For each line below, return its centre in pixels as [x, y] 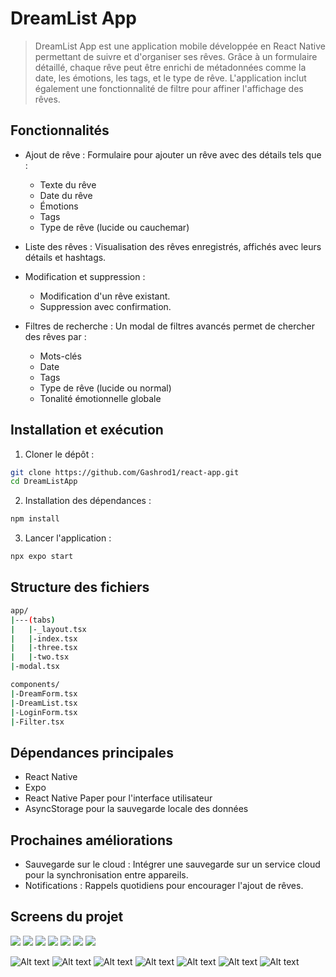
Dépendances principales [92, 752]
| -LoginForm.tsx [44, 712]
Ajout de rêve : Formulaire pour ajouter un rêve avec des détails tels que [173, 154]
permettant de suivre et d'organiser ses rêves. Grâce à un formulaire [176, 56]
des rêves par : [55, 336]
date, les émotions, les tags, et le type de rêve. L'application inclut [170, 78]
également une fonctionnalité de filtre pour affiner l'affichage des [169, 88]
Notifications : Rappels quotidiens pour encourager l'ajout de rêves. [164, 885]
